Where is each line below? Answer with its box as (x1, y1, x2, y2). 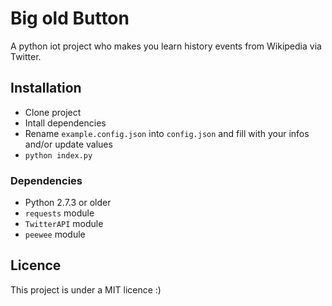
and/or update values (24, 138, 113, 150)
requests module (24, 207, 95, 219)
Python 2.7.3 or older (24, 197, 112, 209)
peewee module (24, 228, 86, 241)
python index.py (24, 150, 93, 161)
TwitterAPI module (24, 218, 104, 230)
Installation (10, 80, 82, 97)
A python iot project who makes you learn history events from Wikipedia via (10, 40, 322, 52)
